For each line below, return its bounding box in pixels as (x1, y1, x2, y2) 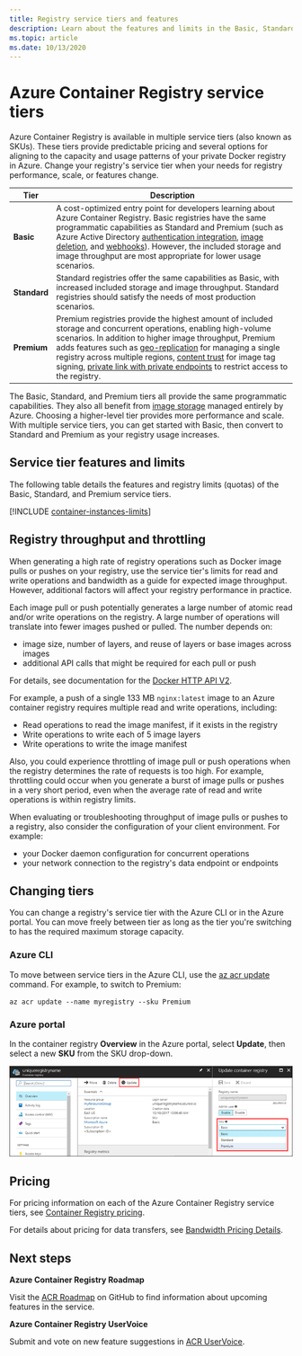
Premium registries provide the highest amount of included (56, 314, 273, 324)
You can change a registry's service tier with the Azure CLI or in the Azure (9, 908, 285, 918)
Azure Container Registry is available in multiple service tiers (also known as (9, 131, 292, 143)
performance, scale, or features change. (9, 170, 159, 181)
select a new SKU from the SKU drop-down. (9, 1048, 173, 1059)
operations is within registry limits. (9, 793, 137, 804)
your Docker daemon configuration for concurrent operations (22, 847, 250, 858)
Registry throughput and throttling (9, 532, 207, 547)
